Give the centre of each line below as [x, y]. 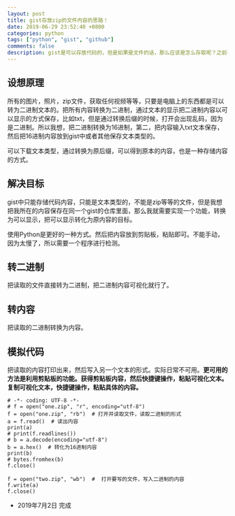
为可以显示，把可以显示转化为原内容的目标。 [72, 219]
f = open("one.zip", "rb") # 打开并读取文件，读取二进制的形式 [94, 414]
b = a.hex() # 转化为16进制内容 [52, 447]
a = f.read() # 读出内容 [43, 421]
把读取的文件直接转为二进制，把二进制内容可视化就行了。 [90, 285]
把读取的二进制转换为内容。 [47, 328]
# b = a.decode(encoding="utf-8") [58, 440]
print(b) [20, 453]
